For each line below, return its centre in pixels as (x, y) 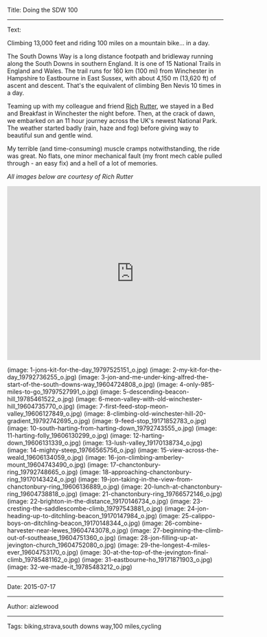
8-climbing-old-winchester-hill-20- (156, 414)
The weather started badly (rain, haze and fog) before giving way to (103, 128)
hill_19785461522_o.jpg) (40, 399)
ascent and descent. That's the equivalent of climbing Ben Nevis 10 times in (114, 86)
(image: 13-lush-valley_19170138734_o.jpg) (142, 443)
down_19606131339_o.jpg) (44, 443)
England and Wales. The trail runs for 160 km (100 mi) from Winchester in (111, 71)
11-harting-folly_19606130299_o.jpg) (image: (69, 435)
